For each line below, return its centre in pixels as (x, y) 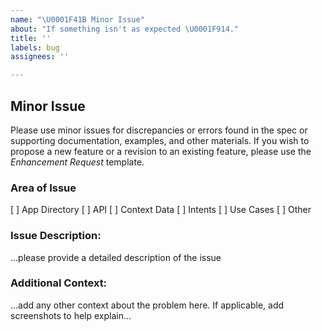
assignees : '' (40, 57)
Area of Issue (43, 188)
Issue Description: (56, 236)
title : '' (31, 38)
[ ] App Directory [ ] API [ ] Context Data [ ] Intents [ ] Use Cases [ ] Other (161, 210)
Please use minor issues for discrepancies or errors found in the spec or (159, 130)
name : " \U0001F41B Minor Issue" (77, 19)
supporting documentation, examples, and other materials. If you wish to (160, 140)
